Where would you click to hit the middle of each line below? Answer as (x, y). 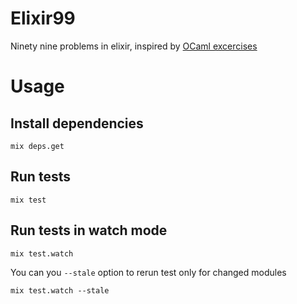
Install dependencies (77, 123)
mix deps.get (37, 146)
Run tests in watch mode (89, 230)
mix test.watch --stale (60, 290)
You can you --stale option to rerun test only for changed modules (148, 272)
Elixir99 (43, 18)
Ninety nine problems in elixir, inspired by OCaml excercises (134, 46)
